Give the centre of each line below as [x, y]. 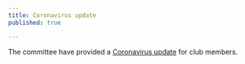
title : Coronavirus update [52, 15]
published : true [35, 23]
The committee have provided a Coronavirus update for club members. [123, 52]
